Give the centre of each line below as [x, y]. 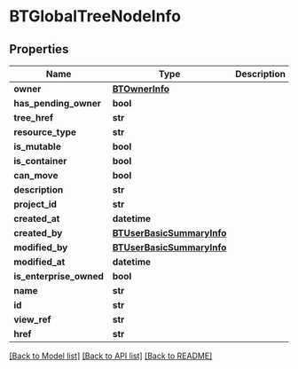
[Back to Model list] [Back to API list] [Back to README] [111, 356]
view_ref [32, 319]
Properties [39, 49]
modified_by [41, 247]
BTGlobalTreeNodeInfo [95, 16]
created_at [37, 219]
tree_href [34, 118]
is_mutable [38, 146]
